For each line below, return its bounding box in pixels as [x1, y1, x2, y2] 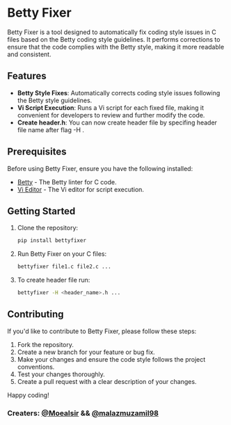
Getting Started [7, 205, 76, 217]
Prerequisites [7, 146, 67, 158]
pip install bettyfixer [17, 237, 87, 244]
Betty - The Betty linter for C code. [17, 177, 117, 186]
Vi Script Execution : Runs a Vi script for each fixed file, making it [17, 103, 204, 112]
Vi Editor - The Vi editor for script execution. [17, 185, 145, 193]
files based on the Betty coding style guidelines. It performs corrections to [7, 35, 221, 43]
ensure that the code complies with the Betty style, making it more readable [7, 42, 225, 51]
